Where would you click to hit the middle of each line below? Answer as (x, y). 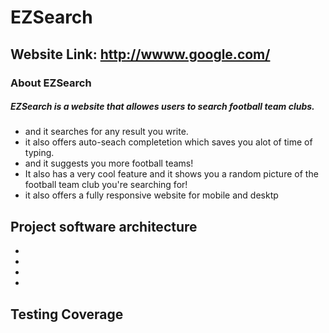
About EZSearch (51, 83)
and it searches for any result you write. (106, 132)
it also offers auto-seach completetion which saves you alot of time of (168, 142)
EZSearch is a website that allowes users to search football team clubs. (162, 107)
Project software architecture (104, 226)
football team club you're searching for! (106, 185)
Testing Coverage (67, 314)
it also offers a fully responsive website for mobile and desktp (151, 195)
